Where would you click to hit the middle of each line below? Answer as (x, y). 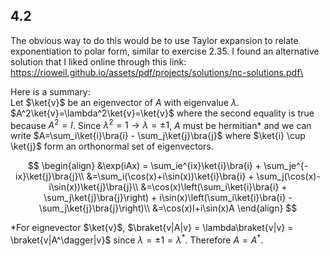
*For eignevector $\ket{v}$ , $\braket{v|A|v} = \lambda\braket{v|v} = (152, 228)
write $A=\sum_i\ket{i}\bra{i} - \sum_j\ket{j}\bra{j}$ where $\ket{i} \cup (158, 136)
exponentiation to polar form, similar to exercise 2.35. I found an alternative (165, 51)
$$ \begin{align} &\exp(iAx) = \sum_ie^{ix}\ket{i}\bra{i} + (144, 166)
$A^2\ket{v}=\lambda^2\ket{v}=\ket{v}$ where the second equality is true (162, 113)
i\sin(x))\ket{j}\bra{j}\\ (93, 187)
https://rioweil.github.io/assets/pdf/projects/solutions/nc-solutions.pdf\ (157, 72)
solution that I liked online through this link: (98, 61)
